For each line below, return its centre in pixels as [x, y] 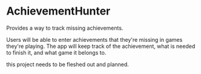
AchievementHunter [58, 11]
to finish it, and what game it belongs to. [56, 52]
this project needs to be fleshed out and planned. [68, 64]
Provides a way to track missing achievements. [65, 28]
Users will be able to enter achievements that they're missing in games [94, 39]
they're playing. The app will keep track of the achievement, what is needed [101, 46]
